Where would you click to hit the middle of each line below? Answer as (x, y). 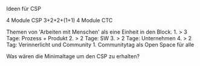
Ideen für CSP (24, 9)
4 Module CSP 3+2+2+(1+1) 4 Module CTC (60, 20)
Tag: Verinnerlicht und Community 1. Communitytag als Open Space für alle (100, 45)
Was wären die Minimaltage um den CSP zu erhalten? (73, 56)
